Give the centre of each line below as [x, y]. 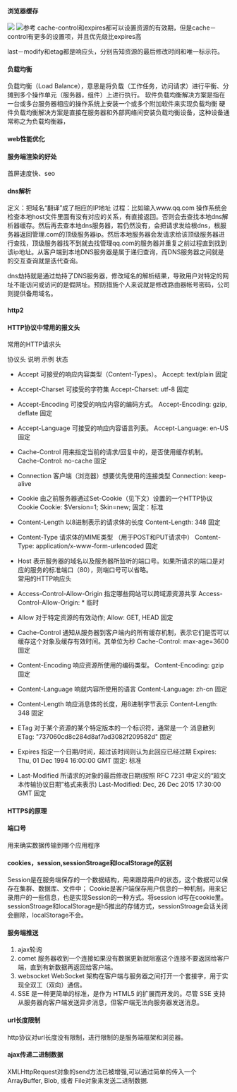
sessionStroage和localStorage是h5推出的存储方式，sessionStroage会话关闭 [117, 906]
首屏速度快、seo [31, 174]
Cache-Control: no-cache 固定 [62, 461]
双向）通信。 [67, 985]
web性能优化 [26, 139]
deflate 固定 [35, 413]
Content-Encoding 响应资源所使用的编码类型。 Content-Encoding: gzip [121, 665]
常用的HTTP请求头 [34, 344]
